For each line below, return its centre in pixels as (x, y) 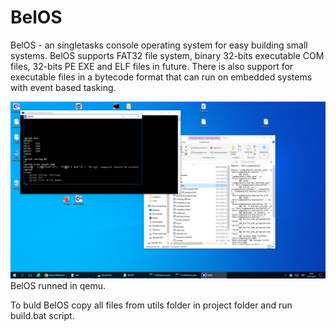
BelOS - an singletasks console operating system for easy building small (159, 45)
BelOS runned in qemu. (58, 286)
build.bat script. (42, 316)
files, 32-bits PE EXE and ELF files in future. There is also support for (152, 66)
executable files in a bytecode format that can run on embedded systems (161, 77)
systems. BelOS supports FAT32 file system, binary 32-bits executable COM (167, 55)
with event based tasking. (63, 87)
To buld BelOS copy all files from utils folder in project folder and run (151, 305)
